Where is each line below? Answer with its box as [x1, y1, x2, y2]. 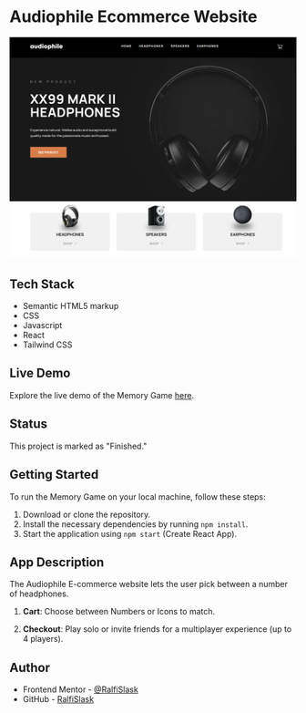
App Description [9, 554, 105, 570]
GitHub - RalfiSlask [22, 694, 94, 705]
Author [9, 659, 50, 676]
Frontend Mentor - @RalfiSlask [22, 684, 138, 695]
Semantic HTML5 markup [22, 301, 119, 312]
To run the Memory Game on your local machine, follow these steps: [9, 491, 266, 502]
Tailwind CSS [22, 339, 73, 350]
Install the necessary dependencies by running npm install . [22, 518, 249, 530]
